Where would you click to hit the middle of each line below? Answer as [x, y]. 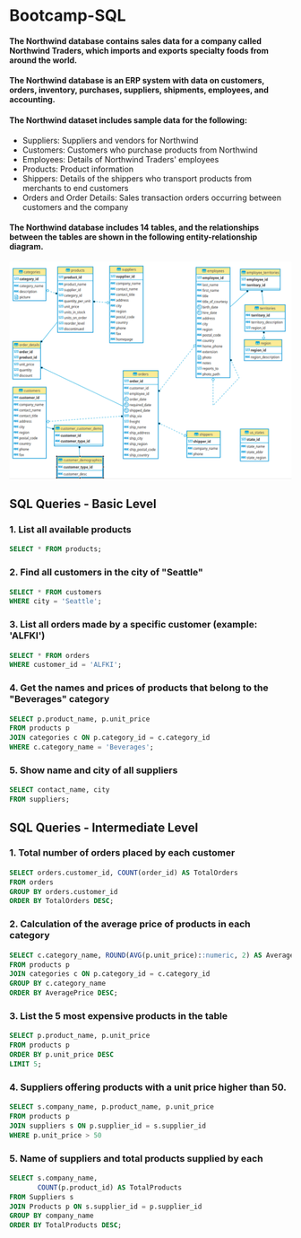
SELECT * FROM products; [56, 549]
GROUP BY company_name [52, 1216]
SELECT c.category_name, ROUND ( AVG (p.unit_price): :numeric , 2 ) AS [136, 955]
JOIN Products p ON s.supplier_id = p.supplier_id [106, 1207]
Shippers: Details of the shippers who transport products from [137, 178]
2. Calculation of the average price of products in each [130, 924]
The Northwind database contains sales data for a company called [136, 40]
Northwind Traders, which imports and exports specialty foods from [139, 50]
